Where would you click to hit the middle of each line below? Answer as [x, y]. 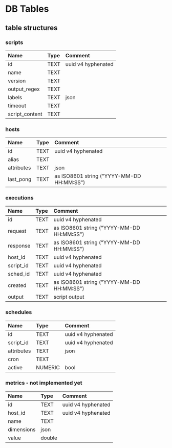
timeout [17, 105]
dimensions [22, 430]
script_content [25, 114]
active [15, 367]
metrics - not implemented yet [44, 383]
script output [69, 297]
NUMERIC [48, 367]
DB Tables [27, 9]
